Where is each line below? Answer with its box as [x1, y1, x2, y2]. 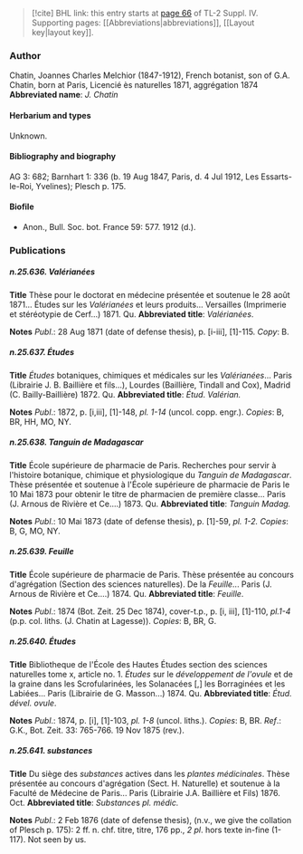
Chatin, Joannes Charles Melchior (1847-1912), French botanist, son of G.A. [9, 70, 291, 81]
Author [9, 49, 42, 62]
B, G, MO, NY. [9, 525, 61, 536]
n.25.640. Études [9, 636, 77, 647]
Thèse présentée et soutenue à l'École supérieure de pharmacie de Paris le [9, 479, 290, 490]
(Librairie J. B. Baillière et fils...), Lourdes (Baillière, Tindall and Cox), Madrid [9, 379, 291, 390]
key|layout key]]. [31, 27, 94, 37]
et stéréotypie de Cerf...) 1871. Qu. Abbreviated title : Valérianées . [9, 308, 254, 320]
